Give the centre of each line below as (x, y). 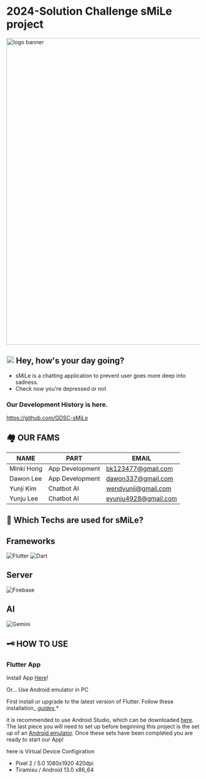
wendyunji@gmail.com (139, 488)
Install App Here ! (28, 678)
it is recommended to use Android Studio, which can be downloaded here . (100, 720)
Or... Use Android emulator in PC (48, 690)
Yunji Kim (23, 488)
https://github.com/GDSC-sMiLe (47, 418)
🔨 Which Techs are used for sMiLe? (75, 520)
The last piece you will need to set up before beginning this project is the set (103, 727)
